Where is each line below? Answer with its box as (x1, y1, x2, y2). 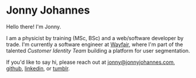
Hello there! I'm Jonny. (6, 23, 62, 30)
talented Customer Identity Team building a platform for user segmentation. (6, 47, 191, 54)
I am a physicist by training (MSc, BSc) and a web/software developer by (6, 34, 184, 41)
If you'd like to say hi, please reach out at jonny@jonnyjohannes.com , (6, 58, 176, 66)
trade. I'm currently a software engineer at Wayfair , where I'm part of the (6, 41, 184, 48)
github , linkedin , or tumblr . (6, 64, 70, 71)
